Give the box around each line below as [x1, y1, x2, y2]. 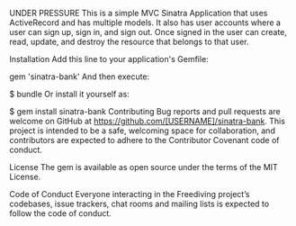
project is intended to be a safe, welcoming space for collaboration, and [9, 125, 276, 136]
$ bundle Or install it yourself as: [9, 89, 130, 99]
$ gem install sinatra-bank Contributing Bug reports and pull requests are [9, 106, 281, 116]
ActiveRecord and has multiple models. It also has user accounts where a [9, 17, 282, 28]
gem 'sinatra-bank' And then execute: [9, 71, 150, 82]
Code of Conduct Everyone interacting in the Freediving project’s [9, 189, 250, 199]
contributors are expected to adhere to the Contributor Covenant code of [9, 135, 281, 145]
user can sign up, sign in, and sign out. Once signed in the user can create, [9, 27, 288, 37]
